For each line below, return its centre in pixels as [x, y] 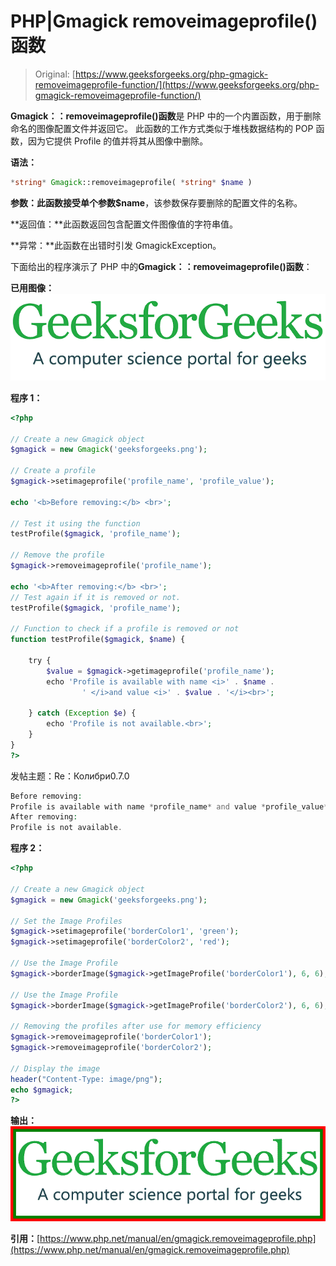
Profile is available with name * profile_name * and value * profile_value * [169, 806]
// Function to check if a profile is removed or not [125, 629]
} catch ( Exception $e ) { [82, 713]
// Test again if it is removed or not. [96, 597]
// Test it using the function [75, 523]
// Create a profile [53, 471]
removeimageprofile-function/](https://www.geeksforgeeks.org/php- [177, 84]
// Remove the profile [57, 555]
